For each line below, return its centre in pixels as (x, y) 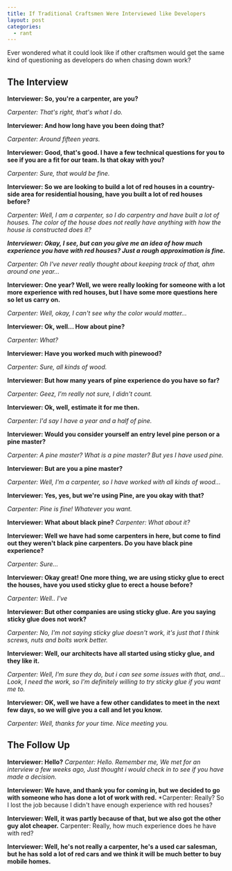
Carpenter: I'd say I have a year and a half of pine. (80, 421)
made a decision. (32, 777)
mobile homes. (29, 861)
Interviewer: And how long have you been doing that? (86, 126)
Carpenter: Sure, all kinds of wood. (57, 367)
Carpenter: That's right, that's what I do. (65, 113)
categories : (24, 26)
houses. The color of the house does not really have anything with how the (114, 222)
